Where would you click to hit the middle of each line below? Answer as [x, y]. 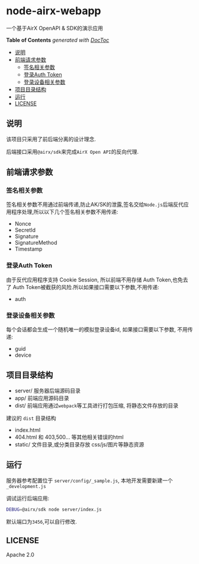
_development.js [26, 486]
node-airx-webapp [54, 11]
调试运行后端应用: [28, 498]
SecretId [25, 230]
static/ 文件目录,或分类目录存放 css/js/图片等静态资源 [79, 444]
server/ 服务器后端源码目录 [48, 391]
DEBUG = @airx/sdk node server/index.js [54, 509]
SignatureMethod [36, 243]
